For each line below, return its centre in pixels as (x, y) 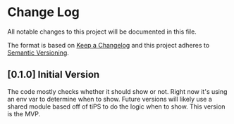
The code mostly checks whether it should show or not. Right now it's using (117, 91)
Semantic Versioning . (38, 53)
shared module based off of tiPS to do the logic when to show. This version (116, 106)
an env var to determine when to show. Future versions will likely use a (110, 99)
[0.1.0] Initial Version (54, 75)
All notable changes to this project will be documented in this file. (102, 32)
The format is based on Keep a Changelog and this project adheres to (109, 45)
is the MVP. (24, 113)
